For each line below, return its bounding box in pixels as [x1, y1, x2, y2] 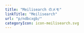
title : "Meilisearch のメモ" [5, 7, 62, 12]
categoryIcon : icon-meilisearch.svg [5, 20, 79, 26]
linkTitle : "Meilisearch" [5, 12, 57, 16]
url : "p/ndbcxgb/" [5, 16, 42, 21]
